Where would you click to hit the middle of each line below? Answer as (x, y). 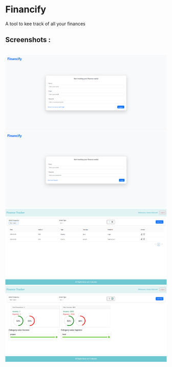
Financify (26, 10)
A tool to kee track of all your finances (45, 24)
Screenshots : (28, 40)
